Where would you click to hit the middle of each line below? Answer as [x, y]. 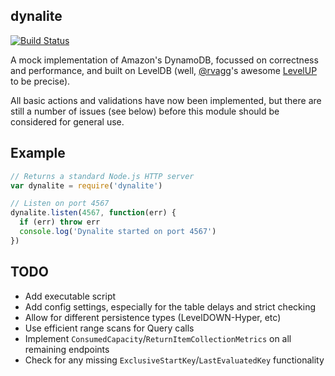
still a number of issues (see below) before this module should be [145, 111]
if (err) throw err [60, 222]
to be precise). [40, 81]
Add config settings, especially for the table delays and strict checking [170, 306]
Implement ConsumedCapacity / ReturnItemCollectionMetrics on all [158, 338]
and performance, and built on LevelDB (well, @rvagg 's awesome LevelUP [164, 70]
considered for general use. [67, 121]
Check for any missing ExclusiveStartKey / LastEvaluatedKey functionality [174, 360]
